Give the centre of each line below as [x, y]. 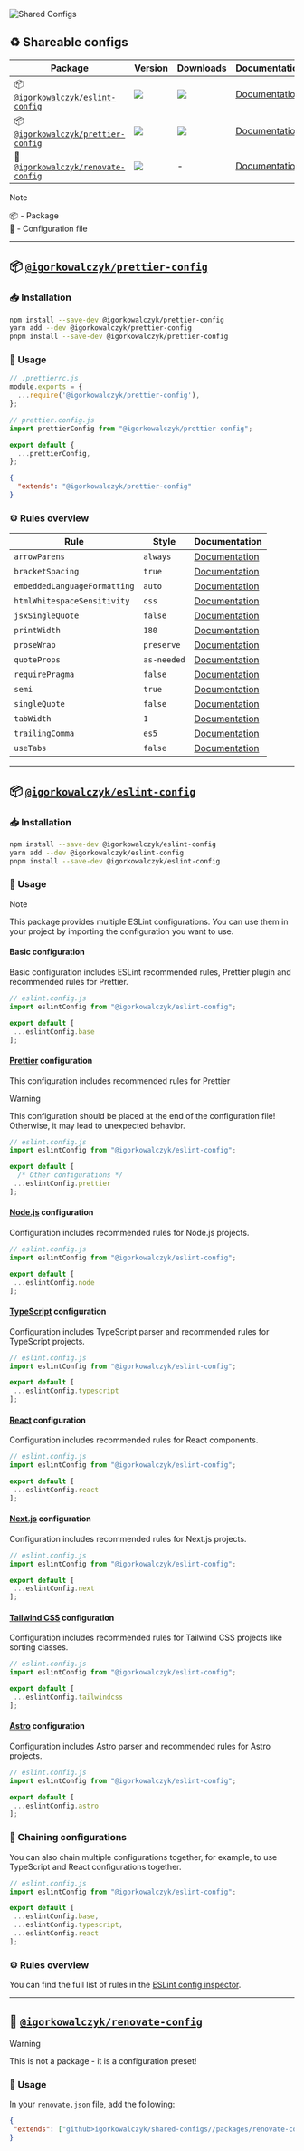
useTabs [30, 748]
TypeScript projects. [47, 1341]
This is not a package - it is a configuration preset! [103, 2060]
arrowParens [40, 557]
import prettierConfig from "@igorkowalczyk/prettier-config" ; [131, 429]
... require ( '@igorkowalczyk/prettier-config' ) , [109, 395]
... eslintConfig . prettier [62, 1184]
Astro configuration [47, 1726]
